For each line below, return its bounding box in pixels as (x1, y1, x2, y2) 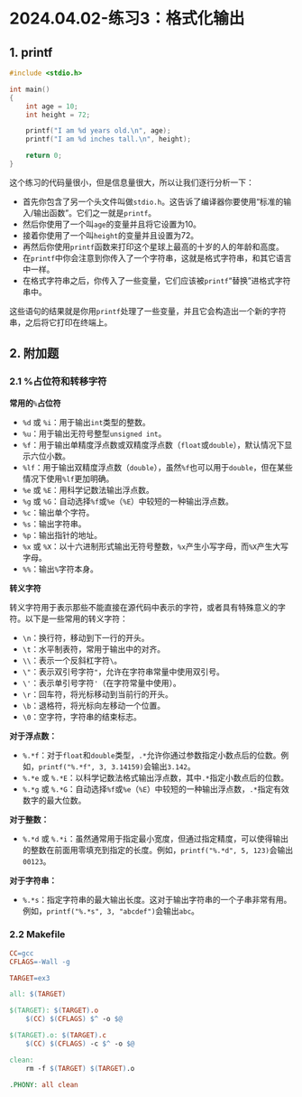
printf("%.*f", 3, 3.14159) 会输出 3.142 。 (38, 760, 196, 772)
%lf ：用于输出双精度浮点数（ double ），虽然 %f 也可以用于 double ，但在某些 (22, 461, 293, 472)
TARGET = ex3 (9, 973, 50, 982)
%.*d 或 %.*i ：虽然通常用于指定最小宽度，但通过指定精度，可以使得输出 (22, 832, 288, 844)
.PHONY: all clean (9, 1080, 78, 1089)
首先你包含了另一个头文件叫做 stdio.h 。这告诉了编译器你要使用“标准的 (22, 196, 284, 207)
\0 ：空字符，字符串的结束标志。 (22, 711, 142, 722)
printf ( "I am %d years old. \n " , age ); (25, 126, 171, 135)
